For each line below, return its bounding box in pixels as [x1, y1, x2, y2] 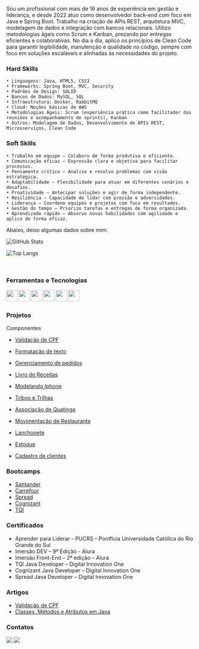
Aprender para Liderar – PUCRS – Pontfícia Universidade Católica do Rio [14, 535, 194, 542]
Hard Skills [6, 64, 38, 73]
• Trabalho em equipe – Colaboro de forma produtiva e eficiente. [6, 153, 176, 159]
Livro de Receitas [14, 371, 58, 378]
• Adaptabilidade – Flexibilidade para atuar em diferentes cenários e [6, 179, 189, 185]
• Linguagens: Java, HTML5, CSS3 [6, 78, 90, 84]
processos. [6, 163, 34, 170]
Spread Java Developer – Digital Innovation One [14, 573, 133, 580]
